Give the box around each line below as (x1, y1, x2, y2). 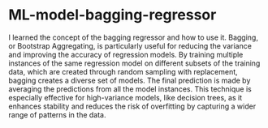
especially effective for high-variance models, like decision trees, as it (8, 92, 242, 102)
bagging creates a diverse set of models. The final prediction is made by (8, 75, 251, 85)
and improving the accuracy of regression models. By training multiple (8, 49, 244, 59)
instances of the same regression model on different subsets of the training (8, 58, 261, 68)
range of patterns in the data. (8, 109, 106, 119)
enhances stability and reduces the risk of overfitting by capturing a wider (8, 101, 257, 111)
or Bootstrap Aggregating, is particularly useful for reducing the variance (8, 41, 252, 50)
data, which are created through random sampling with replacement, (8, 66, 238, 76)
